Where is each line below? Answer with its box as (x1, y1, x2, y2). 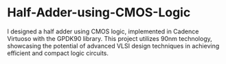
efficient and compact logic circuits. (7, 49, 109, 57)
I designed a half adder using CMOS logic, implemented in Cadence (7, 27, 199, 35)
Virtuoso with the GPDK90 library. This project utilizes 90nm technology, (7, 34, 213, 42)
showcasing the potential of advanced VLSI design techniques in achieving (7, 42, 220, 50)
